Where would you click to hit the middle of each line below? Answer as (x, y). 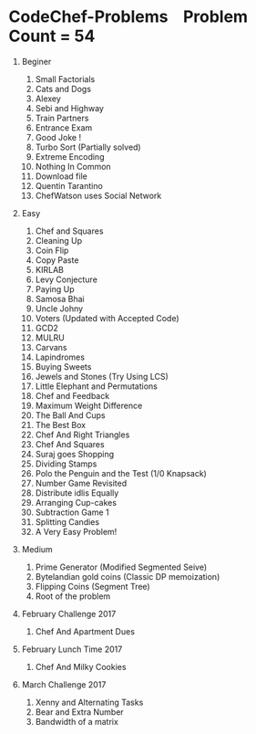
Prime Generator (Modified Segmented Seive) (121, 567)
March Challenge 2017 (64, 684)
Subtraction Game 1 (72, 512)
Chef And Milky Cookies (81, 666)
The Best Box (61, 425)
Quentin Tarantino (69, 185)
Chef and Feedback (72, 395)
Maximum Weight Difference (89, 405)
